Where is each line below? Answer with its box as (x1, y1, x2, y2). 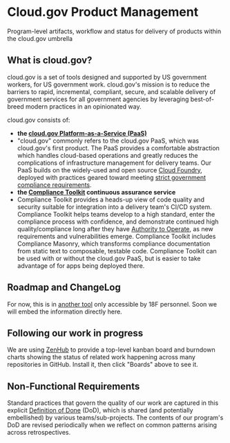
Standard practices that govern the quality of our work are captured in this (7, 399, 219, 407)
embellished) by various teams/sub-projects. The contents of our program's (7, 413, 224, 422)
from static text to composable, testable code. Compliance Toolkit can (17, 246, 218, 255)
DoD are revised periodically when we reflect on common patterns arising (7, 421, 218, 429)
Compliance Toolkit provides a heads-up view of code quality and (17, 195, 205, 204)
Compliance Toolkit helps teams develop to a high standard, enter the (17, 210, 215, 218)
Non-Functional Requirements (7, 380, 140, 392)
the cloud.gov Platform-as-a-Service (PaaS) (17, 129, 147, 137)
